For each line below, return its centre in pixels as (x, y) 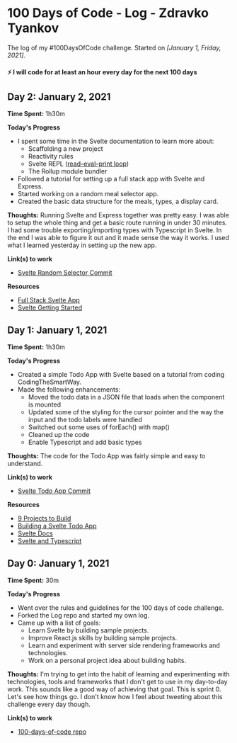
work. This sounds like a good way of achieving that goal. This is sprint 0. (114, 689)
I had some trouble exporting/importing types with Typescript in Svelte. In (115, 230)
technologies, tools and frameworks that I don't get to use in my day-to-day (117, 681)
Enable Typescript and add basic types (85, 442)
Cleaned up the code (59, 435)
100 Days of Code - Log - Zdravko (108, 13)
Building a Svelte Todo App (57, 526)
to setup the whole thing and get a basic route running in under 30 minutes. (117, 223)
